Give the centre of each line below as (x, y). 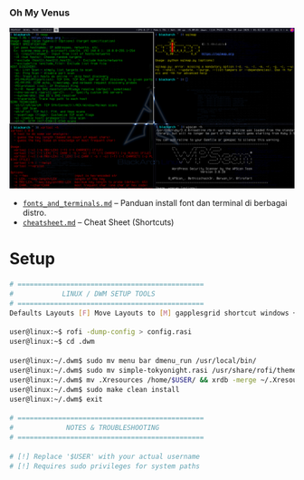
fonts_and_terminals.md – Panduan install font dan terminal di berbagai (155, 203)
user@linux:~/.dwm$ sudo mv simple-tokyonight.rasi (109, 370)
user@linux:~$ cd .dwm (52, 342)
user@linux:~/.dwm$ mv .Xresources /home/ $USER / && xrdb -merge (133, 380)
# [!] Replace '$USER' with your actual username (105, 456)
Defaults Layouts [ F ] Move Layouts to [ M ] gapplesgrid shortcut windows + (153, 313)
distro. (34, 213)
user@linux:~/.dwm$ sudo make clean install (95, 389)
